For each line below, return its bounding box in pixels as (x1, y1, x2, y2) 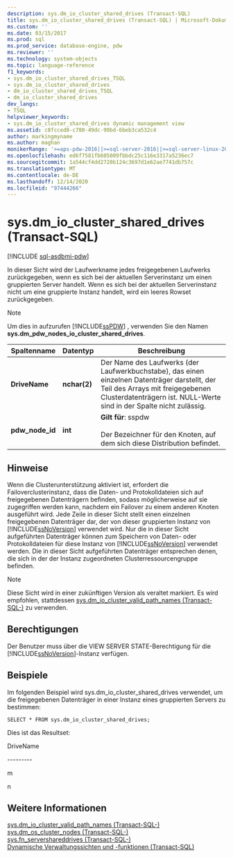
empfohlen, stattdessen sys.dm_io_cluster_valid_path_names (7, 596, 181, 604)
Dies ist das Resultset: (7, 728, 71, 736)
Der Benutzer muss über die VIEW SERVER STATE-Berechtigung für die (7, 642, 212, 650)
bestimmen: (7, 702, 42, 711)
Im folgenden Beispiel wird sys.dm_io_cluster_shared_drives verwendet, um (7, 688, 223, 696)
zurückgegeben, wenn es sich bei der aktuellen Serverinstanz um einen (7, 273, 212, 281)
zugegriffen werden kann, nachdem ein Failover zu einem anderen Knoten (7, 503, 219, 511)
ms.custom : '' (7, 23, 49, 30)
